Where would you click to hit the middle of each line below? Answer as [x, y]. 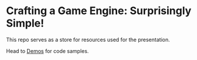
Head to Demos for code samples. [48, 51]
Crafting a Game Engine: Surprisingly [99, 11]
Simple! [25, 23]
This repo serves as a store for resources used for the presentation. [88, 39]
